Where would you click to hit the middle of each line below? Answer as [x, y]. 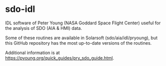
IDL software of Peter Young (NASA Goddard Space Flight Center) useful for [83, 23]
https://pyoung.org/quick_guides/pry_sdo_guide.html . [60, 58]
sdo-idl [20, 9]
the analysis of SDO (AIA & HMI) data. [44, 28]
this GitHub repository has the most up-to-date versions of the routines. [79, 43]
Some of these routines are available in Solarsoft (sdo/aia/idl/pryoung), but [81, 38]
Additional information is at [33, 53]
